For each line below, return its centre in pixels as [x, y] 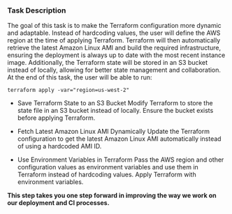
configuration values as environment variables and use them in [108, 167]
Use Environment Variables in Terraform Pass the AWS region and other [121, 160]
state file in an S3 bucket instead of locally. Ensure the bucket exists [115, 111]
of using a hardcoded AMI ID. [59, 146]
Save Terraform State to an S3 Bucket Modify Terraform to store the [115, 103]
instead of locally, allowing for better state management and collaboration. [114, 70]
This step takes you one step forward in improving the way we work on [112, 196]
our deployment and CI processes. [58, 203]
